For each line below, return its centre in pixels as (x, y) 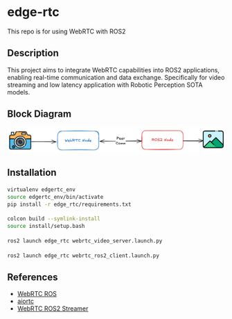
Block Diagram (39, 114)
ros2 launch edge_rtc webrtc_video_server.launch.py (85, 241)
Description (33, 53)
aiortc (26, 301)
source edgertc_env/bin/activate (55, 197)
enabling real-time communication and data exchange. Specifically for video (116, 77)
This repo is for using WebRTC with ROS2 (66, 31)
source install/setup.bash (46, 227)
